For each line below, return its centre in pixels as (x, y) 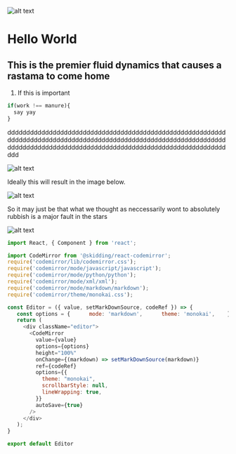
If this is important (44, 93)
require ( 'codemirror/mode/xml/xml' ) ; (63, 281)
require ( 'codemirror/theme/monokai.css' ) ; (70, 295)
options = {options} (63, 346)
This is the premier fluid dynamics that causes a (114, 65)
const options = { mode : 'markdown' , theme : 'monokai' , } (124, 314)
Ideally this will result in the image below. (66, 182)
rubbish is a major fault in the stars (57, 216)
